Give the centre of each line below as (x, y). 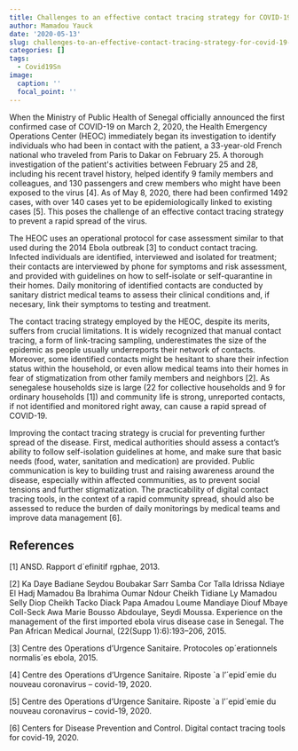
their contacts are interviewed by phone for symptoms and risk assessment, (148, 266)
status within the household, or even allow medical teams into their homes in (149, 368)
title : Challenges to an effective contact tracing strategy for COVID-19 (150, 17)
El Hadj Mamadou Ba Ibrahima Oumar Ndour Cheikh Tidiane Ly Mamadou (143, 593)
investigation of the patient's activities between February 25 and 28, (134, 164)
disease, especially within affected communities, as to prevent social (134, 479)
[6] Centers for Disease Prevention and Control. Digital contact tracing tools (147, 728)
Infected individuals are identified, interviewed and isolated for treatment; (143, 257)
